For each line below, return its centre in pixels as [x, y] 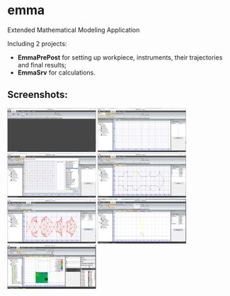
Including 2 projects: [37, 43]
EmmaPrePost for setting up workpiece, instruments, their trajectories [120, 57]
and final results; [42, 65]
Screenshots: [38, 95]
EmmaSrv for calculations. [56, 72]
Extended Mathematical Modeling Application [74, 30]
